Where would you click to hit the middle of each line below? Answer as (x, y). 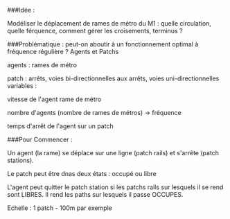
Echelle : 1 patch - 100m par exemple (60, 208)
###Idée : (21, 10)
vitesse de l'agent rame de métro (54, 99)
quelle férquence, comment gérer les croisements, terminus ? (95, 31)
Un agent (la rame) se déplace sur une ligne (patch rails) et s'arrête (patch (113, 153)
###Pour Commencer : (40, 139)
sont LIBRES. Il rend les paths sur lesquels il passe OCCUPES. (95, 194)
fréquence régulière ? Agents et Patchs (63, 52)
